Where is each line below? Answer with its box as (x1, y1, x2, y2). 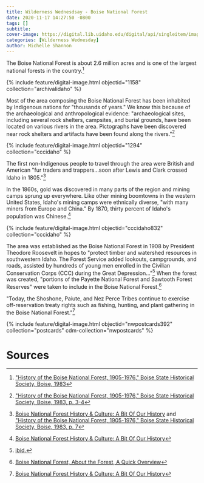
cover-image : (6, 32, 39, 38)
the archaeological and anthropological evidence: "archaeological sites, (6, 110, 186, 117)
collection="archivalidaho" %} (6, 85, 82, 92)
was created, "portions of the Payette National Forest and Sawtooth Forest (6, 275, 192, 283)
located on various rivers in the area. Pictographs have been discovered (6, 123, 186, 130)
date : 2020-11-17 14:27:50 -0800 (6, 15, 91, 21)
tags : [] (6, 20, 29, 26)
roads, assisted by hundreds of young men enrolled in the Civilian (6, 262, 171, 269)
